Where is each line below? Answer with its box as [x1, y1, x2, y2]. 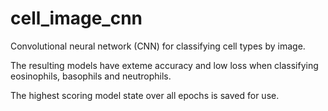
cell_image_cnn [10, 7, 143, 30]
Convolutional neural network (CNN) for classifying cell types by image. [10, 40, 306, 52]
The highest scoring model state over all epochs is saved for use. [10, 89, 280, 101]
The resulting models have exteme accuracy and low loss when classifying [10, 59, 319, 71]
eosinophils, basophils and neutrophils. [10, 70, 172, 82]
